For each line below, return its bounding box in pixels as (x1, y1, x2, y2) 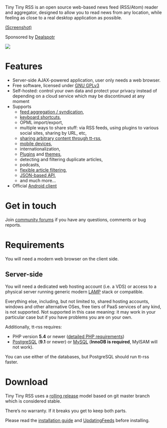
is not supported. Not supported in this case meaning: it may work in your (5, 309, 156, 315)
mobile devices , (19, 140, 53, 146)
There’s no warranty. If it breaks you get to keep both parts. (5, 408, 127, 414)
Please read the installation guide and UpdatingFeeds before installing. (5, 417, 150, 423)
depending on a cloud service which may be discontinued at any (12, 93, 145, 99)
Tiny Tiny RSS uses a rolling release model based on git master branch (5, 393, 150, 399)
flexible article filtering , (19, 167, 67, 173)
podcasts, (19, 162, 41, 168)
